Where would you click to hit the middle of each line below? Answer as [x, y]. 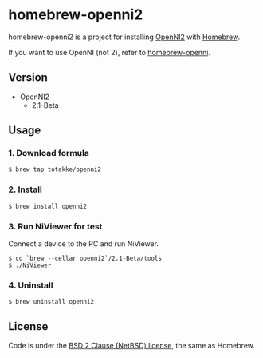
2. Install [25, 189]
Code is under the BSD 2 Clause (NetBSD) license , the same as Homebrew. [131, 346]
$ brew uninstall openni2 [51, 302]
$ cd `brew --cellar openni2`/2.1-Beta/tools [85, 259]
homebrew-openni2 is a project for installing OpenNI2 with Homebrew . [124, 37]
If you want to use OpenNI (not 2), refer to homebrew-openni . [110, 52]
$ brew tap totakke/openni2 [55, 169]
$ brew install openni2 [48, 206]
